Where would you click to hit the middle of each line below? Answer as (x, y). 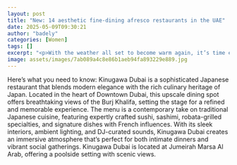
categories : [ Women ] (38, 40)
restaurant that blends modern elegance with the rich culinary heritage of (114, 87)
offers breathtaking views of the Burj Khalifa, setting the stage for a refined (116, 102)
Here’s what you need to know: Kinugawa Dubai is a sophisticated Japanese (118, 79)
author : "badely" (33, 33)
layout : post (26, 14)
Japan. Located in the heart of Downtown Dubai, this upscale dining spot (113, 94)
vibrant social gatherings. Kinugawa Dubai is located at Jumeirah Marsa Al (115, 146)
